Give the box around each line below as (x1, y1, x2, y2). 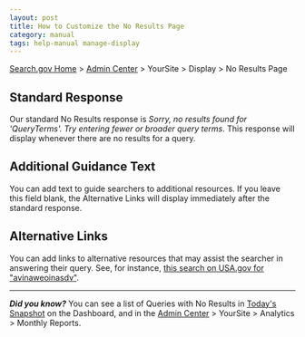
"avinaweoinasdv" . (9, 272, 80, 283)
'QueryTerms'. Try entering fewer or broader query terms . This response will (9, 123, 295, 134)
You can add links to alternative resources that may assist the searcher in (9, 253, 283, 264)
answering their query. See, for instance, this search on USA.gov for (9, 262, 265, 273)
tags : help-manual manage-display (9, 38, 141, 48)
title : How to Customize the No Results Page (9, 22, 184, 31)
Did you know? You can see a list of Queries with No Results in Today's (9, 298, 277, 309)
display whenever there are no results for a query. (9, 133, 196, 144)
